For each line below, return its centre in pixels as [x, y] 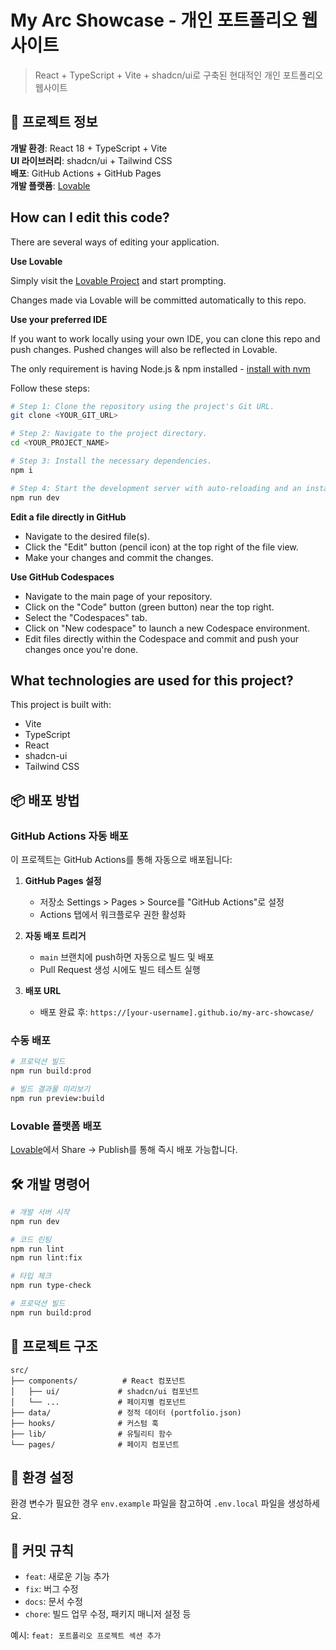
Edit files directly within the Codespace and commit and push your [161, 638]
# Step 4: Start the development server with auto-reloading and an [156, 488]
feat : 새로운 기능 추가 [67, 1577]
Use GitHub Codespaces [62, 577]
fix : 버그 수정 [51, 1589]
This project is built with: [61, 705]
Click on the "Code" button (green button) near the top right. [149, 607]
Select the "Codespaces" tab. [86, 617]
